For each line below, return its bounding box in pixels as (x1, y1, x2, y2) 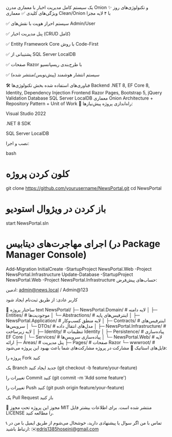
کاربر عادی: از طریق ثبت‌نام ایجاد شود (6, 296, 78, 303)
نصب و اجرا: (6, 141, 30, 146)
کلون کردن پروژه (6, 168, 70, 180)
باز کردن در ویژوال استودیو (6, 203, 106, 215)
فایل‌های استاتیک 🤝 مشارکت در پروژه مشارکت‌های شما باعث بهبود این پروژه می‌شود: (6, 345, 167, 351)
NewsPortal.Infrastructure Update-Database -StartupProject (6, 271, 133, 277)
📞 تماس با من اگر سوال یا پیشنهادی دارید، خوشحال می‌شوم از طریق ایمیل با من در (6, 420, 162, 426)
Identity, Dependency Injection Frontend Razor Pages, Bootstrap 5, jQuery (6, 90, 162, 95)
